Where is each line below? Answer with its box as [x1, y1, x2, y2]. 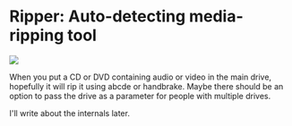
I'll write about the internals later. [9, 107, 130, 118]
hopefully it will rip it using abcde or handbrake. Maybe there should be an [9, 80, 284, 91]
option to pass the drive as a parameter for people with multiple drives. [9, 90, 271, 101]
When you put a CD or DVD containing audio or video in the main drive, [9, 71, 271, 82]
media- [188, 6, 244, 27]
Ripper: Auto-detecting [9, 6, 186, 27]
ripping [9, 25, 64, 46]
